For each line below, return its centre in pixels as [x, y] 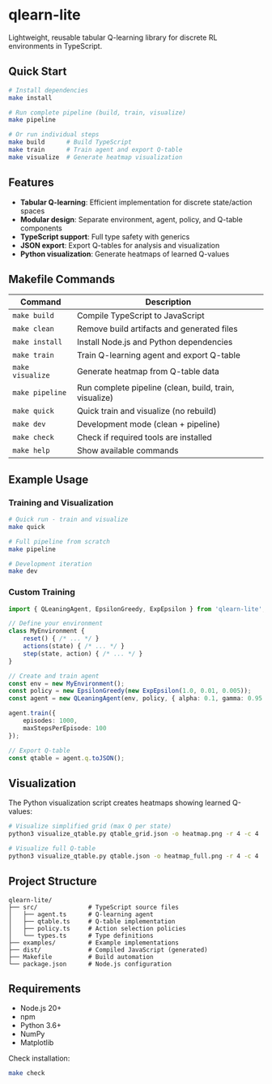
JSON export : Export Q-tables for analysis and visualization [120, 245]
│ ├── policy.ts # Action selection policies [97, 928]
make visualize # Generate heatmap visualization [96, 157]
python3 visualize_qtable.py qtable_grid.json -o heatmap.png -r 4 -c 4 [134, 834]
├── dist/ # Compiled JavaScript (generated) [108, 950]
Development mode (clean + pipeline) [149, 424]
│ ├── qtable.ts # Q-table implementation [92, 921]
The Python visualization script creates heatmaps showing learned [119, 803]
